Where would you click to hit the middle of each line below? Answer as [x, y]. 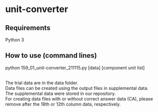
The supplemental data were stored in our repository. [61, 93]
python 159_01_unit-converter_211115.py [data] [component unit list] [75, 68]
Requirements [28, 28]
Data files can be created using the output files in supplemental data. [77, 88]
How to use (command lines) [51, 55]
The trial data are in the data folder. [42, 83]
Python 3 [15, 40]
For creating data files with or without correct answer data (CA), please [79, 98]
